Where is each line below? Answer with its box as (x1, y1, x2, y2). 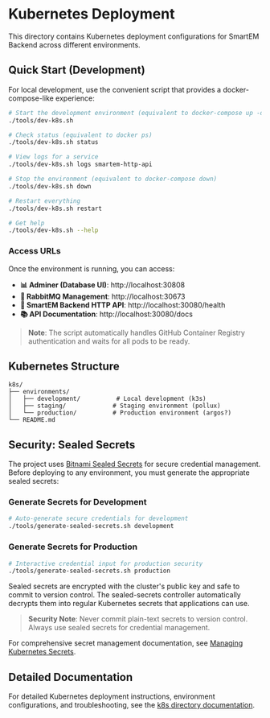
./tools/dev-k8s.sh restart (8, 204, 103, 213)
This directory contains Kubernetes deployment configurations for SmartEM (8, 31, 260, 41)
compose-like (8, 93, 54, 103)
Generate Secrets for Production (8, 541, 138, 552)
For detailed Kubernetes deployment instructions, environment (8, 691, 215, 701)
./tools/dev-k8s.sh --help (8, 226, 99, 234)
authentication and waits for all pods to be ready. (27, 336, 190, 346)
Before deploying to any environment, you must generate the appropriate (8, 468, 251, 477)
